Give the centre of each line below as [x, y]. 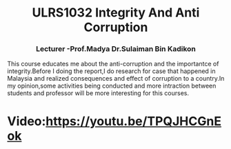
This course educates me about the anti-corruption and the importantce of [113, 64]
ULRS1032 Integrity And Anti [116, 13]
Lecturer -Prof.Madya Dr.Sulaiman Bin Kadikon [116, 49]
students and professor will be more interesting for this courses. [98, 93]
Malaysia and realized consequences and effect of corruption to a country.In [116, 79]
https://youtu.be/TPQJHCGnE [134, 121]
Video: [27, 121]
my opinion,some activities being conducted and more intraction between [112, 86]
